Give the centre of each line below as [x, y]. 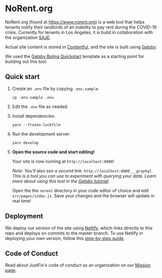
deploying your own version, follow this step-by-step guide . [65, 238]
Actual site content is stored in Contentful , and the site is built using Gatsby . [81, 47]
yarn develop [25, 143]
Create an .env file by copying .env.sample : [56, 89]
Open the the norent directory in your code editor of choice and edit [80, 190]
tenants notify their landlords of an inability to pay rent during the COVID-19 [81, 27]
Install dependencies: [34, 116]
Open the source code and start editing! [53, 152]
